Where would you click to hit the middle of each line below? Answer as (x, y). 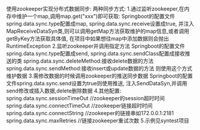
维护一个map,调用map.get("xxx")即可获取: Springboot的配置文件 (96, 16)
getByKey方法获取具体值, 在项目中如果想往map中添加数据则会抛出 (87, 38)
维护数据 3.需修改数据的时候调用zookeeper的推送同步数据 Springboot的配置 (99, 76)
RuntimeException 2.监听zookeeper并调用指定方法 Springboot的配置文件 (96, 46)
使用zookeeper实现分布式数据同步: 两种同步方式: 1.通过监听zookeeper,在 (95, 9)
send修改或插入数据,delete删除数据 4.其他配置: (64, 91)
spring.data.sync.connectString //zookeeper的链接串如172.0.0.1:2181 (90, 113)
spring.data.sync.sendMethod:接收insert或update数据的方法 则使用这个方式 (99, 68)
